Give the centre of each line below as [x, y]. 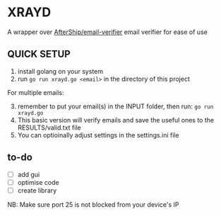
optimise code [38, 182]
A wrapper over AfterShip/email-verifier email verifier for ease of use [108, 32]
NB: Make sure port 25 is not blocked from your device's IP [93, 204]
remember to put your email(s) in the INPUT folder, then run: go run [115, 106]
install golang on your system [60, 71]
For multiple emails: [36, 92]
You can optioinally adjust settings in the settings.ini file [98, 135]
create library [37, 190]
